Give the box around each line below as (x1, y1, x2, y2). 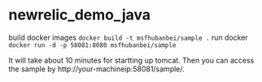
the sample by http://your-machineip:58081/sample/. (8, 63, 185, 74)
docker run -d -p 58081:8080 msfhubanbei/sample (8, 41, 177, 50)
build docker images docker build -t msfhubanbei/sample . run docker (8, 32, 248, 42)
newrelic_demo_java (8, 6, 151, 24)
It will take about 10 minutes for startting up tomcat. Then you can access (8, 55, 255, 65)
